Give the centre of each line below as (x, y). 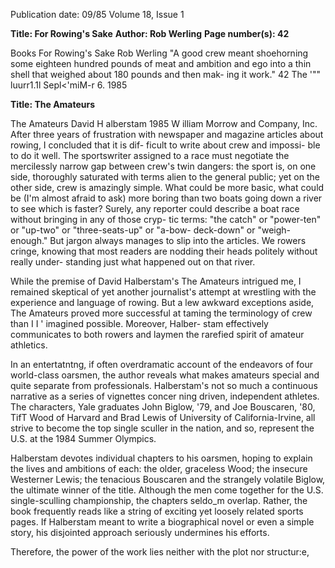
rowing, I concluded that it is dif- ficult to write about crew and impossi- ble (165, 145)
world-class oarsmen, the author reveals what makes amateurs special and (165, 375)
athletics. (29, 345)
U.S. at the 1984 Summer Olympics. (83, 438)
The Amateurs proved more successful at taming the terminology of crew (161, 313)
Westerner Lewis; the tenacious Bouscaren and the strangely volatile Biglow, (168, 479)
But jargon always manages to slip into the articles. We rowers (178, 240)
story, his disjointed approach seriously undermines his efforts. (140, 532)
